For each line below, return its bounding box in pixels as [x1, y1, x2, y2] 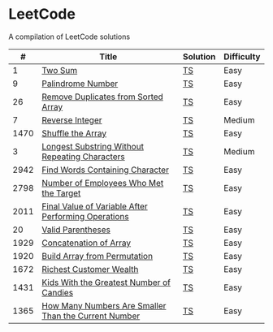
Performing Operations [41, 210, 129, 222]
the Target [41, 188, 81, 199]
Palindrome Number [41, 78, 119, 89]
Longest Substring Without [41, 140, 145, 152]
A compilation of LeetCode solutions [8, 32, 131, 41]
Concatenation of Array [41, 237, 132, 248]
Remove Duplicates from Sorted [41, 91, 164, 102]
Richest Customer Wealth [41, 263, 139, 274]
